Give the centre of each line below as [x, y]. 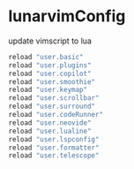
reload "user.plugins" [50, 65]
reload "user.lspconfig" [54, 139]
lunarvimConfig [67, 16]
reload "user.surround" [52, 107]
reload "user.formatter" [54, 148]
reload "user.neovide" [50, 123]
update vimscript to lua [50, 41]
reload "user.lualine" [50, 131]
